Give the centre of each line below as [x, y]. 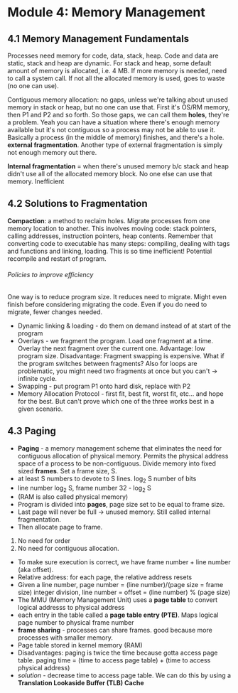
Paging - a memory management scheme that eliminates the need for [120, 448]
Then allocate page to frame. [60, 527]
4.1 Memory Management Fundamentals [98, 39]
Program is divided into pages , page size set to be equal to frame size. [121, 505]
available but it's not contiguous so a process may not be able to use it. [112, 130]
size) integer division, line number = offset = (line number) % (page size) [124, 592]
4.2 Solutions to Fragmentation [77, 204]
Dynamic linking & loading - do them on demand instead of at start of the [124, 326]
